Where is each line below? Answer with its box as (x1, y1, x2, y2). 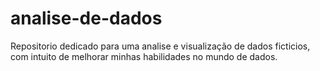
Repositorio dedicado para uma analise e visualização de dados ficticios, (10, 40, 311, 52)
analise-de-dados (10, 7, 163, 30)
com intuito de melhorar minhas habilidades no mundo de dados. (10, 50, 278, 62)
